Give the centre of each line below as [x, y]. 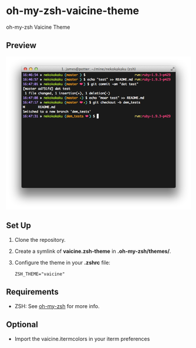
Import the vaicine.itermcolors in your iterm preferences [82, 339]
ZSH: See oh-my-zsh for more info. [57, 306]
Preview [21, 45]
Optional [22, 325]
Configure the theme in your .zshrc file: [62, 262]
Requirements [32, 292]
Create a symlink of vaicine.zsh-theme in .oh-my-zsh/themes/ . [93, 251]
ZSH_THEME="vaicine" [40, 274]
